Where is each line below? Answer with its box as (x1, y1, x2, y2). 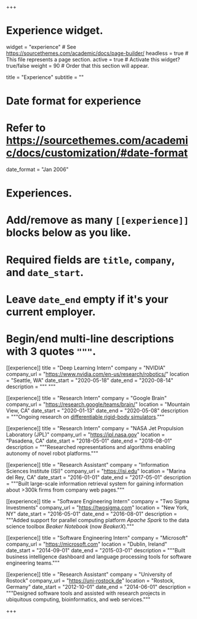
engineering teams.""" (6, 559, 60, 566)
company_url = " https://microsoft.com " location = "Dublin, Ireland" (6, 541, 168, 548)
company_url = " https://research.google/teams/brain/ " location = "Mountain (6, 401, 190, 408)
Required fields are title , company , (6, 253, 175, 266)
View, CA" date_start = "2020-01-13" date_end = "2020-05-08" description (6, 407, 189, 414)
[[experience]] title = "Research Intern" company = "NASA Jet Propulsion (6, 424, 184, 431)
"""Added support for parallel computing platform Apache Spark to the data (6, 516, 189, 523)
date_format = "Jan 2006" (6, 166, 69, 173)
